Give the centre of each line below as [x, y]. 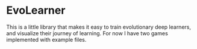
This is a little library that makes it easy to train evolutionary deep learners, [99, 27]
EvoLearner [36, 10]
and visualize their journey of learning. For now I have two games [87, 33]
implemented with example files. [46, 39]
